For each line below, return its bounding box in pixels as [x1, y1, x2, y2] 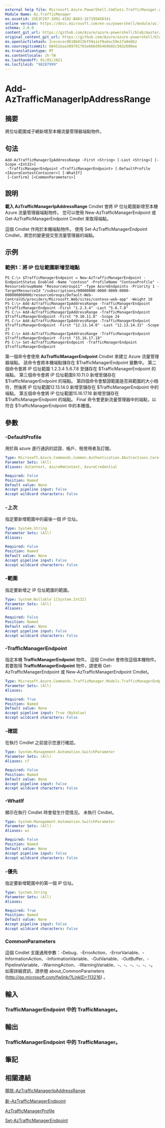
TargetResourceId [5, 288, 41, 293]
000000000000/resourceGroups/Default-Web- [5, 293, 93, 298]
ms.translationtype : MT [5, 48, 54, 53]
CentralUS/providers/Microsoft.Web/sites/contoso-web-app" [5, 297, 129, 302]
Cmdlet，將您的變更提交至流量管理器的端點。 [5, 232, 97, 238]
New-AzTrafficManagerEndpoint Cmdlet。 [66, 669, 152, 675]
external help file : [5, 7, 48, 12]
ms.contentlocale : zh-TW [5, 53, 56, 58]
